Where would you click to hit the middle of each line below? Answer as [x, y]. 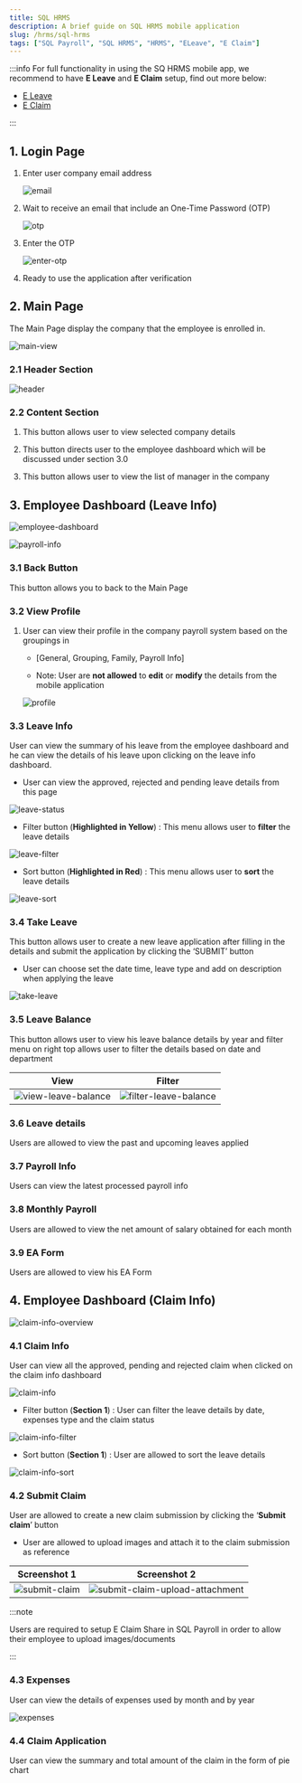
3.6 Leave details [47, 1123]
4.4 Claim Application [58, 1741]
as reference [46, 1552]
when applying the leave [68, 978]
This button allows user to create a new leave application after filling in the [147, 942]
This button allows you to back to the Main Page [99, 588]
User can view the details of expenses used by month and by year [132, 1700]
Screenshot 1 [47, 1574]
